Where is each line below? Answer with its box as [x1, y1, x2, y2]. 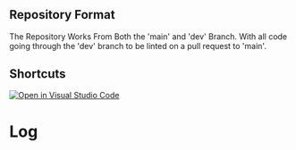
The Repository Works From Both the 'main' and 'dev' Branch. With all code [9, 30, 288, 42]
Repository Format [9, 7, 115, 22]
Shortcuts [9, 66, 66, 81]
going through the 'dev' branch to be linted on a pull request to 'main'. [9, 40, 266, 51]
